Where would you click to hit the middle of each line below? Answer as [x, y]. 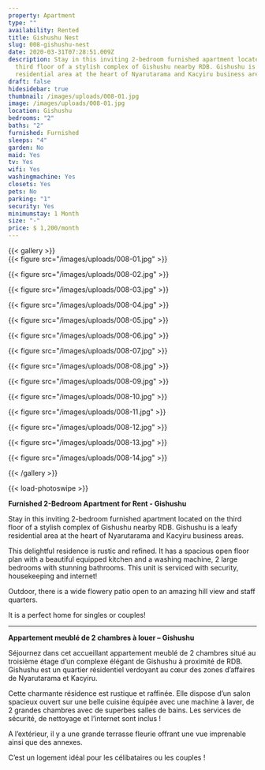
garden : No [26, 148]
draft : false [30, 81]
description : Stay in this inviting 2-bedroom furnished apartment [121, 60]
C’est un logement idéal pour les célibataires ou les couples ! [107, 757]
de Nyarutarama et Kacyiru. [53, 678]
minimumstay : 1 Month [44, 214]
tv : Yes [21, 163]
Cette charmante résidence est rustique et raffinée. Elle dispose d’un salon [129, 693]
